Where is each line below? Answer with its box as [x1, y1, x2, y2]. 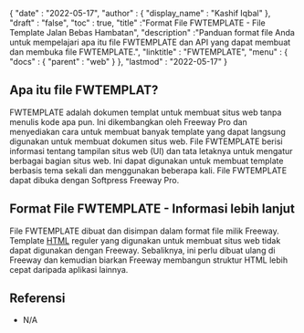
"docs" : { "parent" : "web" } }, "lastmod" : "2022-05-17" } [9, 57, 228, 67]
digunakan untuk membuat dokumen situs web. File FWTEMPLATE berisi [9, 136, 283, 147]
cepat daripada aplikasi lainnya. [9, 264, 129, 275]
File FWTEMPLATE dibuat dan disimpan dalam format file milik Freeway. [9, 225, 280, 236]
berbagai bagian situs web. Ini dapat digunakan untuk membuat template [9, 155, 284, 166]
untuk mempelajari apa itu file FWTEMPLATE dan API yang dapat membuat [9, 36, 291, 47]
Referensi [9, 291, 66, 307]
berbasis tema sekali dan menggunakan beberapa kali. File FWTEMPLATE [9, 164, 288, 176]
